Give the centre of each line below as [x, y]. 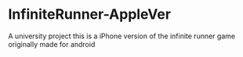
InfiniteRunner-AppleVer [89, 14]
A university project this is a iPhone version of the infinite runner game [122, 36]
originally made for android [52, 44]
